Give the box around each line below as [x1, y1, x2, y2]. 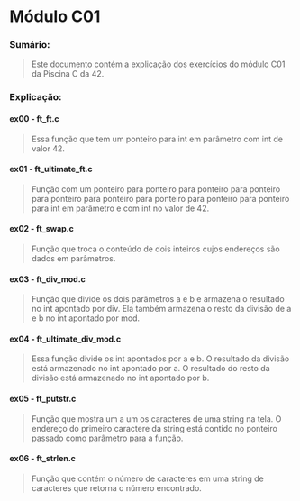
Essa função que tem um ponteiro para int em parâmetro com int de [31, 133, 284, 144]
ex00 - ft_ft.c [9, 114, 60, 123]
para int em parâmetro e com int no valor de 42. [31, 203, 210, 214]
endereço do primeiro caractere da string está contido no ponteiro [31, 423, 277, 433]
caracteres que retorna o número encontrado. [31, 482, 203, 493]
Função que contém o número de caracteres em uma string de [31, 473, 264, 484]
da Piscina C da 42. [31, 68, 105, 79]
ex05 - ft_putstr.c [9, 394, 77, 405]
